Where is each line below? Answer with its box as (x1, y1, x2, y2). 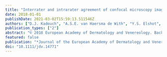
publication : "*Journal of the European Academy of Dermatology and (5, 40, 150, 45)
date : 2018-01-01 (5, 12, 41, 17)
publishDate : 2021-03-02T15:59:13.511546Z (5, 16, 94, 21)
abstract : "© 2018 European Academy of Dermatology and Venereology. (5, 30, 153, 35)
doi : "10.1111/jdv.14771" (5, 44, 59, 49)
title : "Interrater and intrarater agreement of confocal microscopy (5, 7, 153, 12)
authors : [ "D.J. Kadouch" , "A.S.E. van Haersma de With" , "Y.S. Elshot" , (5, 21, 162, 26)
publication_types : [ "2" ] (5, 26, 59, 31)
